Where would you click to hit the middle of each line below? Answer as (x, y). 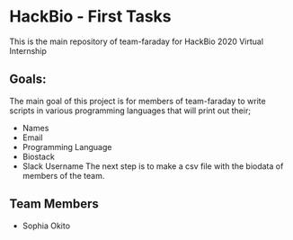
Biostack (39, 156)
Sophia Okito (46, 226)
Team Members (54, 204)
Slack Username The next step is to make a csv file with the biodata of (153, 166)
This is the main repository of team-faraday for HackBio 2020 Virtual (136, 41)
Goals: (28, 80)
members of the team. (63, 175)
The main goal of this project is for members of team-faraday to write (138, 101)
